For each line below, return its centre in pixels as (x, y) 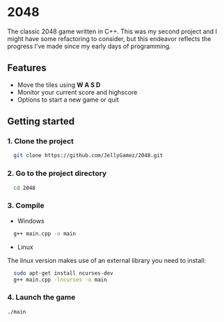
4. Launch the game (41, 298)
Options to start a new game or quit (68, 99)
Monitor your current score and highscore (77, 92)
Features (27, 68)
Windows (31, 220)
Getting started (41, 121)
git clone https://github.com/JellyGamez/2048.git (88, 156)
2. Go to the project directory (57, 173)
